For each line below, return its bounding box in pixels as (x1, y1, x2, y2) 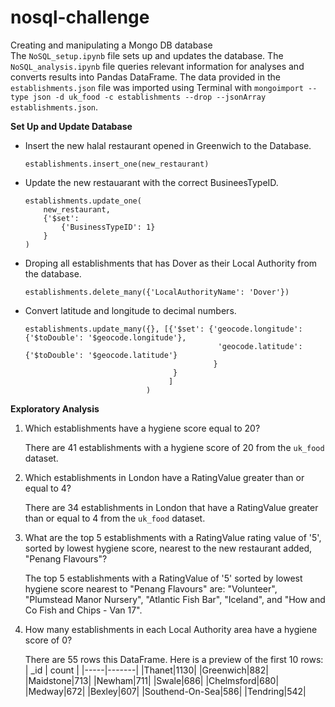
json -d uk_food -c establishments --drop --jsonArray (32, 92, 267, 102)
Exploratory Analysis (10, 402, 100, 415)
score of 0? (24, 634, 73, 646)
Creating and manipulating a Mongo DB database (10, 39, 213, 51)
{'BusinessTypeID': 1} (61, 222, 156, 232)
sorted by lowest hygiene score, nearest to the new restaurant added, (24, 542, 313, 554)
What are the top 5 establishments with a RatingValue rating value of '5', (24, 531, 322, 543)
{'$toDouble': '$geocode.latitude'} (24, 350, 178, 360)
